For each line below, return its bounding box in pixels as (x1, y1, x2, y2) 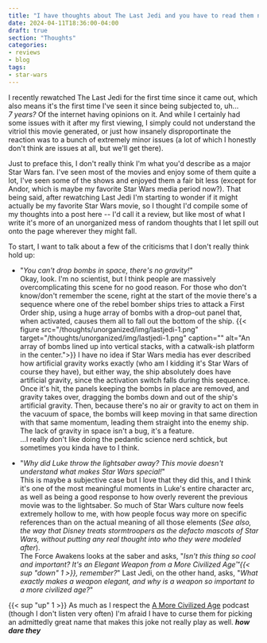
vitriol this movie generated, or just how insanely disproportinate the (8, 126, 232, 136)
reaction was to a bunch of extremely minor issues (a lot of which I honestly (8, 134, 257, 144)
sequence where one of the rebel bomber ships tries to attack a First (19, 299, 245, 308)
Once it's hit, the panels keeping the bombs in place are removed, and (19, 383, 250, 393)
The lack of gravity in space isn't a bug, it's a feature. (19, 426, 195, 436)
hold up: (8, 250, 36, 259)
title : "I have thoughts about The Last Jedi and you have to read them (8, 11, 254, 20)
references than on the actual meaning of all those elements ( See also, (19, 517, 252, 527)
